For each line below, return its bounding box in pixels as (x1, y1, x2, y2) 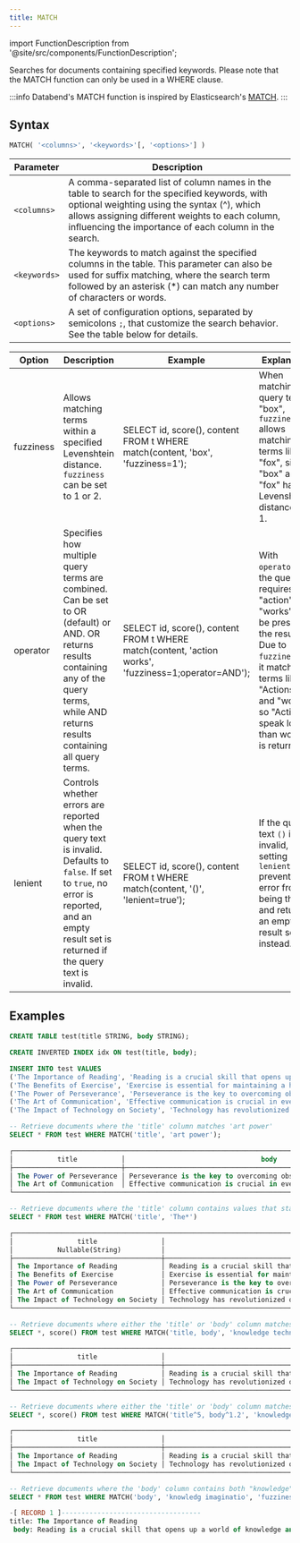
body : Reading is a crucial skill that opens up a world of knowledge (12, 1525, 281, 1535)
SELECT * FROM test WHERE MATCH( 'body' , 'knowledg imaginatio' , (9, 1492, 254, 1502)
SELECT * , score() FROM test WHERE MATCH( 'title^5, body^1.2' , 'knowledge (9, 1411, 294, 1419)
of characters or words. (68, 292, 167, 304)
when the (62, 821, 103, 833)
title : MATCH (9, 13, 58, 22)
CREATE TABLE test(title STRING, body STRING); (9, 1032, 190, 1041)
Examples (9, 1008, 65, 1023)
